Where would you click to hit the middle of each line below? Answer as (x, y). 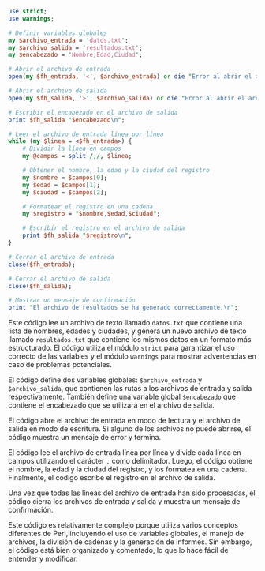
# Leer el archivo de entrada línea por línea (86, 134)
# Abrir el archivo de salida (58, 91)
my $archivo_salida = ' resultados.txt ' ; (76, 47)
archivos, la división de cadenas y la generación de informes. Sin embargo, (130, 542)
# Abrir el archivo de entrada (60, 69)
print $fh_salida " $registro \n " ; (77, 236)
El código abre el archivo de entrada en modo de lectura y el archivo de (124, 421)
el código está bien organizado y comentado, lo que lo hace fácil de (118, 550)
